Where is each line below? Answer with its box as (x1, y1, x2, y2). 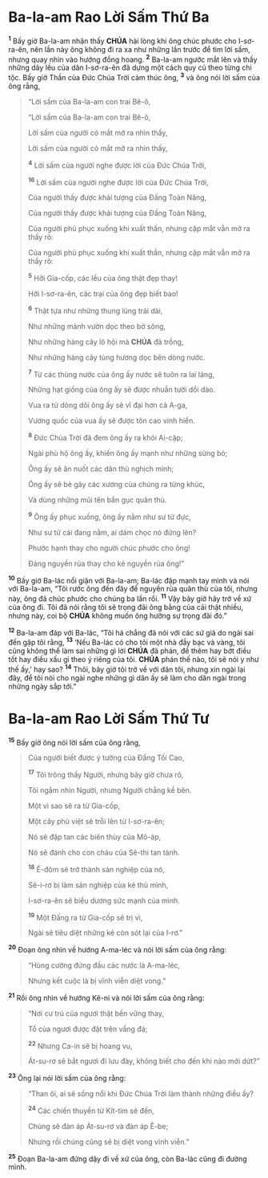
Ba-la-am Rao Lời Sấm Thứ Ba (8, 8, 210, 26)
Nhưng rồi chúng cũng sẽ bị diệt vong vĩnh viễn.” (27, 1136, 190, 1147)
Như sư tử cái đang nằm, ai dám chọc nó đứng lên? (27, 527, 197, 537)
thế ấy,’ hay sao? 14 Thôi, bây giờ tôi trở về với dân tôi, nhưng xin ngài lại (8, 663, 246, 674)
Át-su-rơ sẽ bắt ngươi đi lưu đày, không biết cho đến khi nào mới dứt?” (27, 1056, 260, 1066)
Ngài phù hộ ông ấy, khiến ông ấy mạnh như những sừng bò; (27, 448, 228, 457)
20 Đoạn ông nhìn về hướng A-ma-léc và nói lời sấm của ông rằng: (8, 944, 226, 954)
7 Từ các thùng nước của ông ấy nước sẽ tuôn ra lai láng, (27, 368, 214, 379)
